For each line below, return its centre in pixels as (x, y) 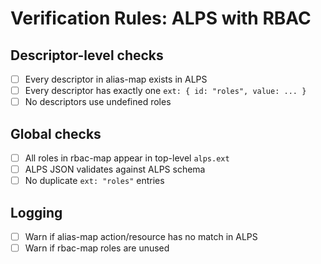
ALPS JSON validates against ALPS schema (115, 169)
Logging (36, 212)
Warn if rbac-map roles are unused (97, 248)
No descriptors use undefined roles (98, 102)
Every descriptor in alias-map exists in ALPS (116, 79)
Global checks (56, 133)
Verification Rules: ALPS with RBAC (161, 18)
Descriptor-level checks (87, 55)
